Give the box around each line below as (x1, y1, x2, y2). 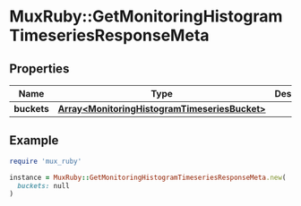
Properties (9, 61, 70, 76)
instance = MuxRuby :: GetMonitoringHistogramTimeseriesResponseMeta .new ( (9, 173, 287, 182)
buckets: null (17, 181, 70, 190)
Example (9, 133, 59, 149)
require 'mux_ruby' (9, 157, 82, 166)
